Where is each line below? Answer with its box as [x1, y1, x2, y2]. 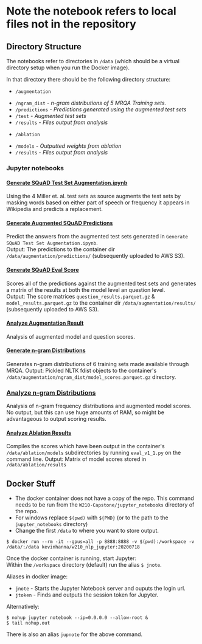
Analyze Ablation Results [6, 429, 72, 436]
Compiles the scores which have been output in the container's [6, 443, 165, 450]
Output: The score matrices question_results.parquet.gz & [6, 293, 155, 300]
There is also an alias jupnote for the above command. [6, 631, 143, 638]
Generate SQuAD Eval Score [6, 266, 79, 273]
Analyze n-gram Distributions [6, 388, 96, 396]
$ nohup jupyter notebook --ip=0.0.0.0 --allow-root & [6, 615, 148, 621]
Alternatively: [6, 603, 40, 611]
